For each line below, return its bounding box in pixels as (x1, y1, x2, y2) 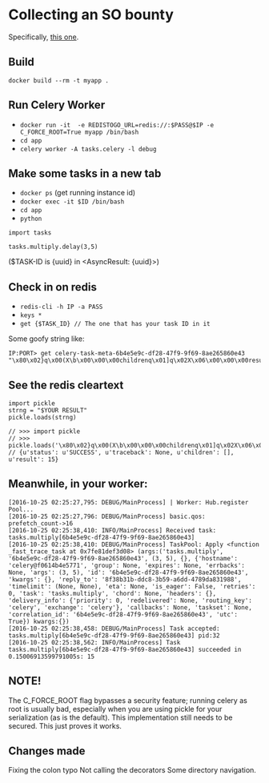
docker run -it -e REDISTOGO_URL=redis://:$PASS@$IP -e (19, 121, 215, 129)
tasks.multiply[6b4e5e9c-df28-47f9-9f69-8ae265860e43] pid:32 (8, 631, 220, 640)
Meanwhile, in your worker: (8, 477, 148, 491)
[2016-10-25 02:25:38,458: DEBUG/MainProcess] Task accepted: (8, 624, 220, 632)
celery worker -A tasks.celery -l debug (19, 145, 157, 153)
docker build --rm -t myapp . (8, 76, 110, 85)
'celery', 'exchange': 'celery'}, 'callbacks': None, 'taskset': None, (8, 603, 252, 612)
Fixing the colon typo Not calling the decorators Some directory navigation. (8, 765, 256, 775)
